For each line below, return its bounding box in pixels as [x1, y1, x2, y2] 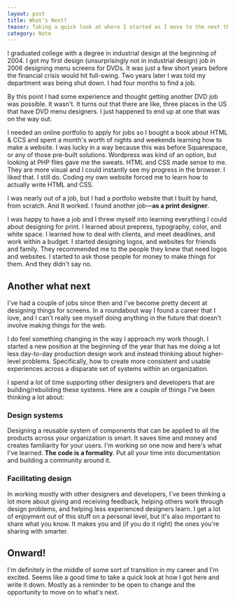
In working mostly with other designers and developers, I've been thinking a [7, 489, 226, 498]
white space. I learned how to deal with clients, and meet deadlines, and [7, 230, 215, 238]
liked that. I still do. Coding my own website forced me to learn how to [7, 173, 208, 182]
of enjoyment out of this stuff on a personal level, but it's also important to [7, 512, 220, 520]
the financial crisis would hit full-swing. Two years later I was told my [7, 72, 206, 80]
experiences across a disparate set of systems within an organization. [7, 365, 208, 373]
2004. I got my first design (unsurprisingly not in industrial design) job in [7, 57, 215, 65]
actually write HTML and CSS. [7, 180, 94, 189]
